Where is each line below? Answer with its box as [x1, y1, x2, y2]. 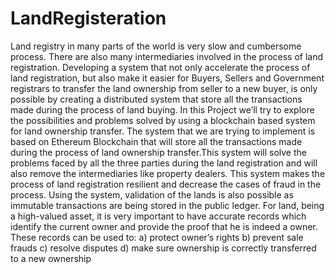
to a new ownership [10, 252, 92, 264]
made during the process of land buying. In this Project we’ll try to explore [10, 103, 315, 116]
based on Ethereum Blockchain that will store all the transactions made [10, 135, 303, 147]
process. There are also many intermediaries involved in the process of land [10, 50, 324, 62]
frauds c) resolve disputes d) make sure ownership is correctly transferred [10, 242, 317, 254]
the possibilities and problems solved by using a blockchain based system [10, 114, 316, 126]
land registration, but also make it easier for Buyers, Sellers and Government [10, 72, 325, 84]
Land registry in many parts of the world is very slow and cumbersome [10, 40, 302, 52]
